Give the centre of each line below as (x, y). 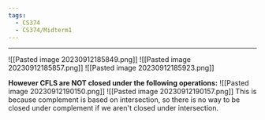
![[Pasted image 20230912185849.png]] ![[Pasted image (100, 60)
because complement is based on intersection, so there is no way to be (124, 100)
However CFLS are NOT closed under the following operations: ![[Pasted (129, 83)
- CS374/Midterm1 (44, 30)
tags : (17, 15)
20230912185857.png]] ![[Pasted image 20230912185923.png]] (111, 68)
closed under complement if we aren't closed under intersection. (114, 108)
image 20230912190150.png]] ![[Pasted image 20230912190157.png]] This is (132, 92)
